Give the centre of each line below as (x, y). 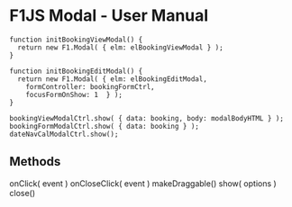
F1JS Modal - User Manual (109, 16)
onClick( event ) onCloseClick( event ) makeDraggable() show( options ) (143, 183)
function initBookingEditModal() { (76, 71)
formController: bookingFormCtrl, (90, 86)
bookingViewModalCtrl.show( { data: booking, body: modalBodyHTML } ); (146, 118)
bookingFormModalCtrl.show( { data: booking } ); (105, 126)
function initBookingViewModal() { (76, 40)
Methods (35, 162)
